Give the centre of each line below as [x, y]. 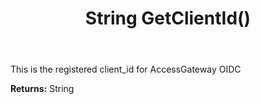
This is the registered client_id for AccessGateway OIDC [126, 69]
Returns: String [42, 89]
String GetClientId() [168, 18]
